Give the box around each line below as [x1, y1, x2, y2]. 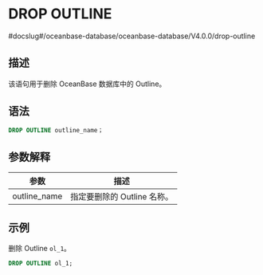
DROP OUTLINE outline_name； [8, 126, 104, 134]
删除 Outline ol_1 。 [8, 244, 72, 253]
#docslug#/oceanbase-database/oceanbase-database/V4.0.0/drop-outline [8, 31, 256, 41]
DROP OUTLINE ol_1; [8, 260, 73, 268]
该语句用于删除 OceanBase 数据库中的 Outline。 [8, 79, 167, 88]
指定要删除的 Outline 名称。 [70, 191, 174, 202]
